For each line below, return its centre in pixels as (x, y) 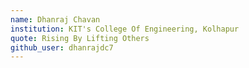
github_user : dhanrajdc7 (62, 47)
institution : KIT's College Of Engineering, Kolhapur (125, 29)
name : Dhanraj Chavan (55, 19)
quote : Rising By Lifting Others (80, 38)
